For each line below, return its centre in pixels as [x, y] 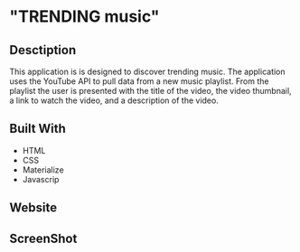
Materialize [43, 170]
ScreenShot [43, 238]
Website [33, 208]
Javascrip [41, 179]
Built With [37, 129]
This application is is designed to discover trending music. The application [148, 71]
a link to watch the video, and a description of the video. [114, 100]
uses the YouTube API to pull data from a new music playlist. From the [139, 81]
